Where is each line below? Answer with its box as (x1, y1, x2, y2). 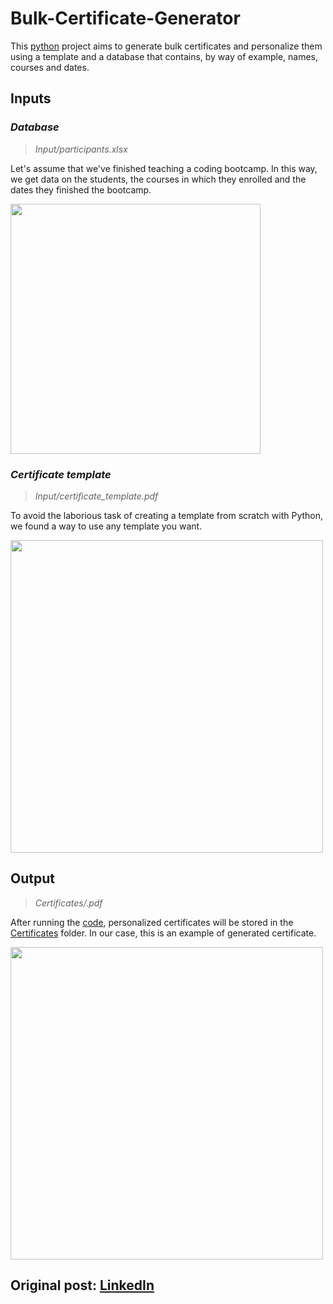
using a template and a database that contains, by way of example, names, (10, 50, 318, 62)
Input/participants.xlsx (34, 143, 128, 155)
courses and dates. (10, 61, 90, 73)
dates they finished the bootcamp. (10, 183, 152, 196)
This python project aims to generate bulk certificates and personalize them (10, 40, 323, 52)
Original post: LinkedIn (10, 1277, 155, 1294)
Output (10, 870, 55, 887)
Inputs (10, 90, 52, 107)
